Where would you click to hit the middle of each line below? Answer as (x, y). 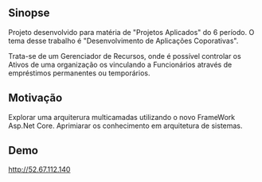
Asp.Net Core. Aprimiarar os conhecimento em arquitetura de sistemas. (125, 126)
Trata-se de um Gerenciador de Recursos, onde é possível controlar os (125, 56)
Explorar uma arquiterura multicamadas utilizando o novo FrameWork (122, 117)
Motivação (35, 98)
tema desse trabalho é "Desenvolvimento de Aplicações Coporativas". (123, 41)
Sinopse (29, 13)
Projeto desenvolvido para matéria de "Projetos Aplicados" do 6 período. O (131, 32)
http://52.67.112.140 (39, 169)
